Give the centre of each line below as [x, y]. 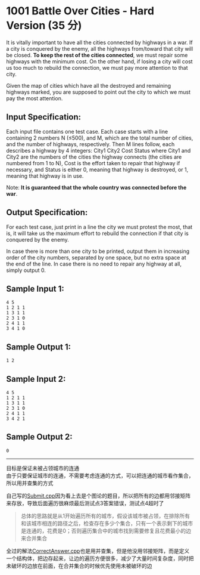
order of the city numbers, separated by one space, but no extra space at [96, 257]
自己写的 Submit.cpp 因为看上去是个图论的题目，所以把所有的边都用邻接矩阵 [99, 496]
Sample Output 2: [39, 437]
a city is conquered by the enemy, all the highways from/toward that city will [100, 48]
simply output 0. [26, 270]
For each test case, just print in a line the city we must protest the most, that [99, 227]
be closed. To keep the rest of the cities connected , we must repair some [97, 55]
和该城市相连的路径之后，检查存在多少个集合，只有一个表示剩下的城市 [107, 523]
